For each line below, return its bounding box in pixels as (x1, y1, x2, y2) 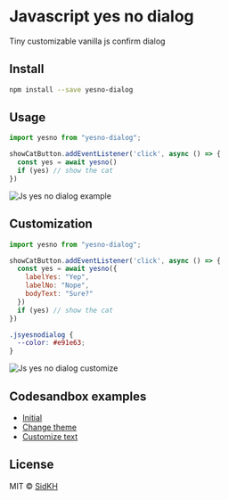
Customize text (21, 430, 78, 442)
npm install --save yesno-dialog (9, 85, 134, 94)
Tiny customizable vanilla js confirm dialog (9, 36, 166, 46)
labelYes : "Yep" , (25, 273, 90, 282)
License (9, 457, 54, 472)
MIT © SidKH (9, 480, 58, 491)
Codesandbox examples (9, 389, 147, 404)
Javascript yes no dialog (9, 6, 194, 27)
